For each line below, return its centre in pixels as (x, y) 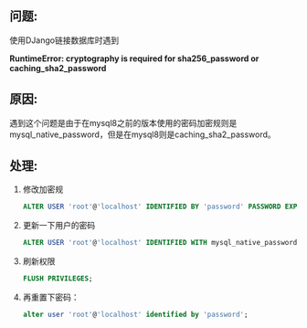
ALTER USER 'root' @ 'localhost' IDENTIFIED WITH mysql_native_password (160, 243)
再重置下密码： (51, 297)
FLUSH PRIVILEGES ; (58, 279)
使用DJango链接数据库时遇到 (64, 40)
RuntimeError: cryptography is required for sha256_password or (134, 58)
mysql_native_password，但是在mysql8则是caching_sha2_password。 (143, 134)
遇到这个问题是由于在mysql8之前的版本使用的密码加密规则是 (123, 122)
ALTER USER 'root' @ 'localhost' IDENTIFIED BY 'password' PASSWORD (152, 207)
